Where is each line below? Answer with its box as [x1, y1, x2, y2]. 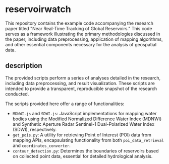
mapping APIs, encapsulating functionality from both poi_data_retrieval [12, 137, 164, 143]
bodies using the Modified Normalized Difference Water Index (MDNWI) [12, 116, 162, 122]
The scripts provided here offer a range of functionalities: [5, 101, 125, 107]
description [5, 61, 42, 70]
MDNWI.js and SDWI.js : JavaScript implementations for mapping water [12, 110, 157, 116]
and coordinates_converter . [12, 142, 71, 148]
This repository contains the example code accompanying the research [5, 20, 154, 26]
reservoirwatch [5, 4, 72, 15]
